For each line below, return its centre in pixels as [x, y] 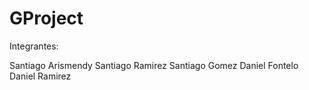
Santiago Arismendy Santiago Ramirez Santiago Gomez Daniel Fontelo [154, 65]
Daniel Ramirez [40, 76]
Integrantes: [34, 46]
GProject [46, 18]
